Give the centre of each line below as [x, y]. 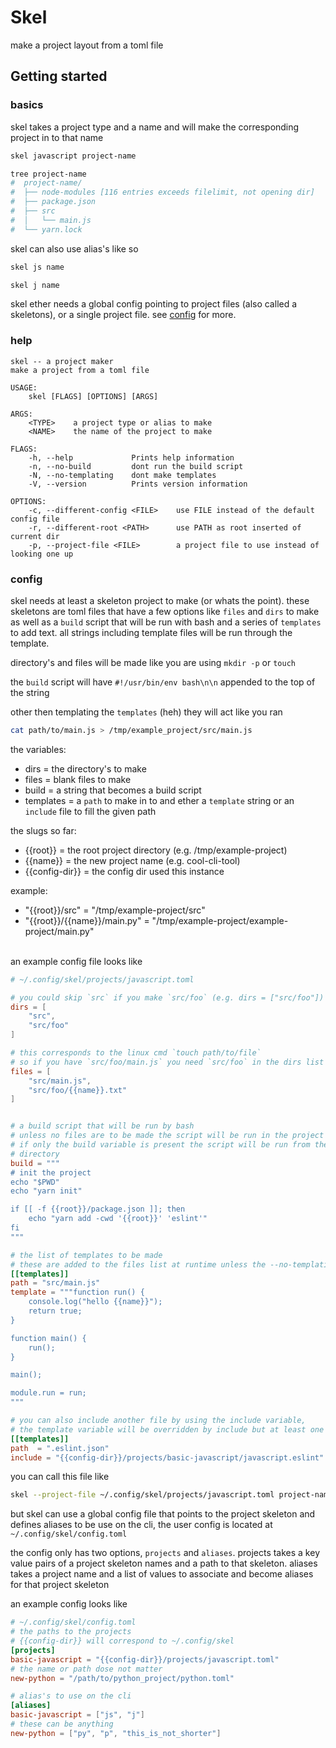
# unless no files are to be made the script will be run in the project [167, 1136]
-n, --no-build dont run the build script [136, 466]
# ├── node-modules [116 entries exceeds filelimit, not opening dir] [162, 192]
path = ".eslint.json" [60, 1448]
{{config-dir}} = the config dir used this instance [124, 871]
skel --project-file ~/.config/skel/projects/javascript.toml [142, 1495]
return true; [55, 1311]
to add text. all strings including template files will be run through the [151, 632]
